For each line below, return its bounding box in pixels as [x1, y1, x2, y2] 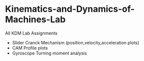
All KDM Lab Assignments [5, 30, 58, 36]
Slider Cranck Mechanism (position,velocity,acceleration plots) [12, 39, 140, 45]
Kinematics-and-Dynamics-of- [5, 3, 135, 15]
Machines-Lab [5, 14, 66, 25]
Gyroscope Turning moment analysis [12, 50, 87, 56]
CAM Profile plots [12, 45, 48, 51]
